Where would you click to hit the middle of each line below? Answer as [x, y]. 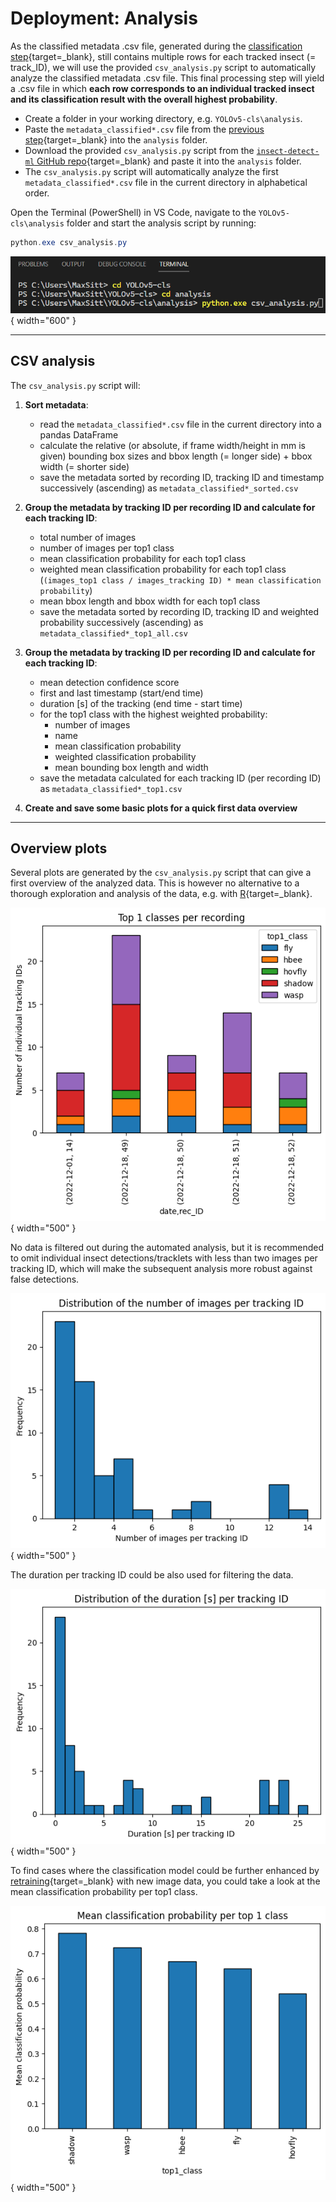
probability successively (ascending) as [121, 622]
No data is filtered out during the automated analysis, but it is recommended [167, 1247]
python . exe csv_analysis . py [69, 242]
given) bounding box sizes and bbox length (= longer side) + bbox [176, 456]
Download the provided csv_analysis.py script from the [139, 150]
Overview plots [59, 848]
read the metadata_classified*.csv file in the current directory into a [180, 424]
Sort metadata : [56, 404]
